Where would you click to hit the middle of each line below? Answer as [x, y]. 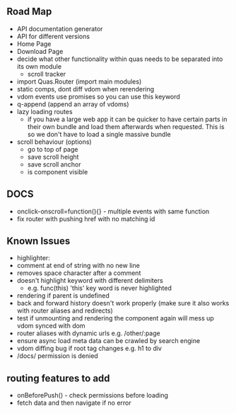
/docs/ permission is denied [57, 356]
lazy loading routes [45, 111]
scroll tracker [47, 74]
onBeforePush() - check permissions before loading [93, 396]
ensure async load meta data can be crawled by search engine [108, 341]
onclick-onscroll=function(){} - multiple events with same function [113, 211]
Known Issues [39, 241]
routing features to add [58, 378]
